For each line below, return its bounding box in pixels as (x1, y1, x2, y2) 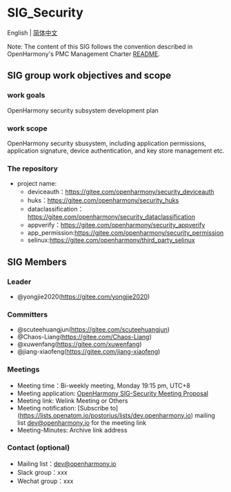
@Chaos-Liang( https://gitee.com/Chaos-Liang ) (17, 333, 152, 341)
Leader (7, 276, 32, 286)
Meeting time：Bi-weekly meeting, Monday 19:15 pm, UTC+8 (17, 381, 191, 390)
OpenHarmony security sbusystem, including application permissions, (7, 139, 207, 147)
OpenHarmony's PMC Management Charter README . (7, 50, 160, 58)
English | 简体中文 (7, 28, 58, 37)
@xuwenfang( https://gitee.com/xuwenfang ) (17, 340, 143, 348)
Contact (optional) (7, 443, 70, 453)
